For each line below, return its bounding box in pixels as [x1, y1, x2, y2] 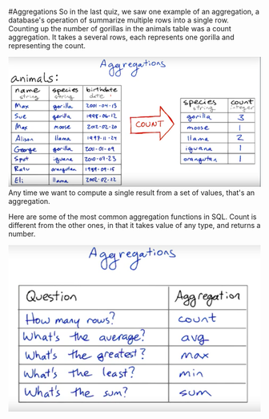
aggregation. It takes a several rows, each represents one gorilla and [8, 32, 235, 42]
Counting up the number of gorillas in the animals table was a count [8, 24, 232, 33]
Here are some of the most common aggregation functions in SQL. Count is [8, 212, 258, 222]
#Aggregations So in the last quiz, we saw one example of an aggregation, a [8, 7, 260, 16]
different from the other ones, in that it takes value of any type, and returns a [8, 220, 261, 230]
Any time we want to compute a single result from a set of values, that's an [8, 188, 255, 197]
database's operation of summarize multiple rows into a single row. [8, 15, 230, 25]
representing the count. [8, 41, 86, 51]
